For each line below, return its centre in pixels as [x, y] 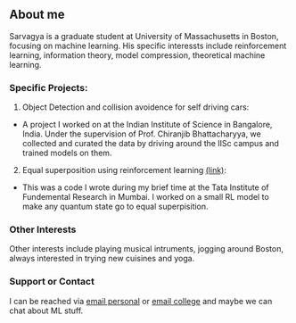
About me [37, 15]
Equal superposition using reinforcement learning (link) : [124, 170]
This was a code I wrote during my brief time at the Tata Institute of [145, 187]
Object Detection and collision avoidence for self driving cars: [136, 107]
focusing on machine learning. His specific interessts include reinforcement [148, 46]
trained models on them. [67, 153]
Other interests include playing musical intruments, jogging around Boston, [146, 249]
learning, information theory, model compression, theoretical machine [137, 55]
